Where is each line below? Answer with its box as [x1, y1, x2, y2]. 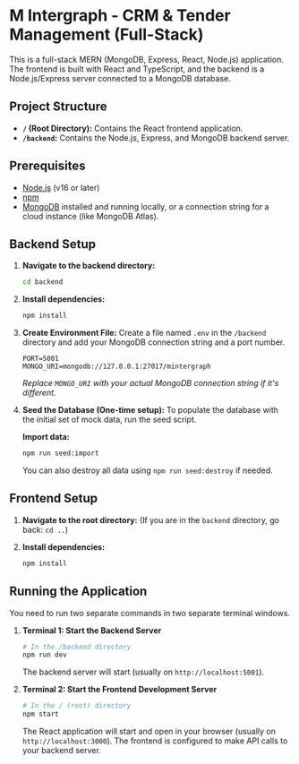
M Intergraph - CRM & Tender [9, 5, 231, 26]
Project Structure [9, 99, 107, 115]
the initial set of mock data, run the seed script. [21, 414, 197, 425]
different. [21, 387, 56, 399]
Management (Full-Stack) [9, 24, 204, 45]
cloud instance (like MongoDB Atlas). [21, 210, 159, 221]
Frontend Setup [9, 491, 98, 506]
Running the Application [9, 584, 148, 599]
